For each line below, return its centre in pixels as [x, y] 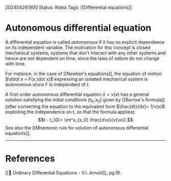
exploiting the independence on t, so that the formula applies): [70, 112]
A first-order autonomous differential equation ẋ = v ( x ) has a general [77, 94]
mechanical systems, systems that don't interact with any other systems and [85, 53]
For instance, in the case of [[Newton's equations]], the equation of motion [83, 73]
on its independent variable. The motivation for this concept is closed [78, 47]
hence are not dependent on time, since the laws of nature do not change [82, 58]
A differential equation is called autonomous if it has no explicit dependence [85, 42]
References [30, 158]
